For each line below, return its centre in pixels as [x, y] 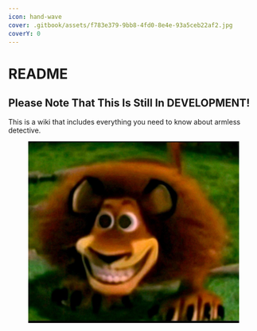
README [38, 73]
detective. [25, 130]
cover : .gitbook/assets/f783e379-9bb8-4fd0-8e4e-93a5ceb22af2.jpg [121, 25]
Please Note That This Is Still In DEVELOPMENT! [129, 103]
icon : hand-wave [35, 17]
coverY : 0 [25, 33]
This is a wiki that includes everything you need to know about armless [125, 122]
